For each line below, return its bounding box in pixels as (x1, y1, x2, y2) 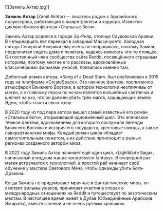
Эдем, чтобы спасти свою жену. (5, 100, 72, 105)
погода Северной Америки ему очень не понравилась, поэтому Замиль (5, 44, 156, 49)
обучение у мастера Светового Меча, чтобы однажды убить (5, 165, 131, 171)
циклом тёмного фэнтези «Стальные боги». (5, 24, 96, 30)
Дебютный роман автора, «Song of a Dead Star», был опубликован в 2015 (5, 74, 159, 79)
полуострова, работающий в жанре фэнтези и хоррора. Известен (5, 19, 142, 24)
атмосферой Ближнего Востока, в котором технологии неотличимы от (5, 84, 152, 90)
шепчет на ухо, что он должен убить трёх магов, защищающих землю (5, 95, 151, 100)
